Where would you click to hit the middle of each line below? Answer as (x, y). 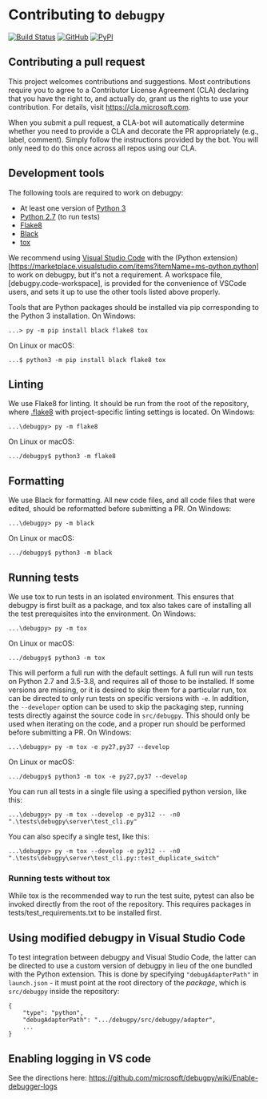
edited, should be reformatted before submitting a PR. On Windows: (120, 509)
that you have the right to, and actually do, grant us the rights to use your (129, 99)
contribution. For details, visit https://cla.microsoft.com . (100, 107)
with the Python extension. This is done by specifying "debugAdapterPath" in (133, 974)
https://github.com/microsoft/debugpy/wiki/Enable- (173, 1077)
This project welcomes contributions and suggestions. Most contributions (130, 81)
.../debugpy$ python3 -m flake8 (62, 457)
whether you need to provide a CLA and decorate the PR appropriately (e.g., (134, 131)
